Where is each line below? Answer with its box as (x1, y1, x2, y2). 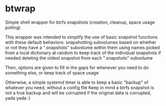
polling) (5, 24, 21, 30)
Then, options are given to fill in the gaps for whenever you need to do (5, 65, 149, 71)
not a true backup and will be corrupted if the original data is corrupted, (5, 90, 152, 96)
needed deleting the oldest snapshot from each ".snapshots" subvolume (5, 55, 153, 61)
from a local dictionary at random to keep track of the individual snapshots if (5, 50, 161, 56)
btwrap (5, 3, 36, 14)
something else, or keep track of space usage (5, 70, 99, 75)
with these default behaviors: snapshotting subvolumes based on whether (5, 39, 157, 45)
